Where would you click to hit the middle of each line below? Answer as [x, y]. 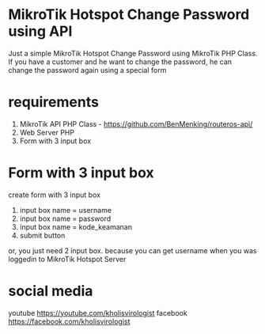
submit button [42, 235]
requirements [53, 102]
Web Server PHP [47, 132]
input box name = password [65, 218]
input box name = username [66, 210]
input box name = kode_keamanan [76, 226]
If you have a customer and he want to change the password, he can [120, 62]
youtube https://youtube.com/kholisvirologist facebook [98, 313]
